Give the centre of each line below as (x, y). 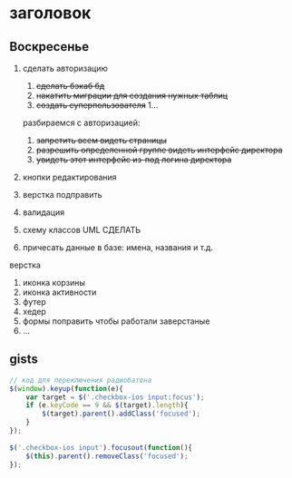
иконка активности (59, 292)
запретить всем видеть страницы (102, 140)
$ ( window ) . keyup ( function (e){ (67, 388)
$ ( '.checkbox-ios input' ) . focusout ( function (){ (101, 447)
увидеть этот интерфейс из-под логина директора (134, 160)
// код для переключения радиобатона (81, 380)
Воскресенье (49, 47)
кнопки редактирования (69, 177)
